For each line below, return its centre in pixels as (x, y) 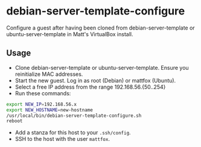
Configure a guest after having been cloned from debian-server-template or (101, 28)
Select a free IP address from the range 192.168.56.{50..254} (90, 87)
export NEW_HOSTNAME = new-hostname (50, 110)
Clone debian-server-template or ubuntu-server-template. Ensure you (102, 67)
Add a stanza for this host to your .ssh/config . (73, 133)
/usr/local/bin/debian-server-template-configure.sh (74, 116)
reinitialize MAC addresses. (49, 74)
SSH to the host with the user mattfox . (62, 139)
